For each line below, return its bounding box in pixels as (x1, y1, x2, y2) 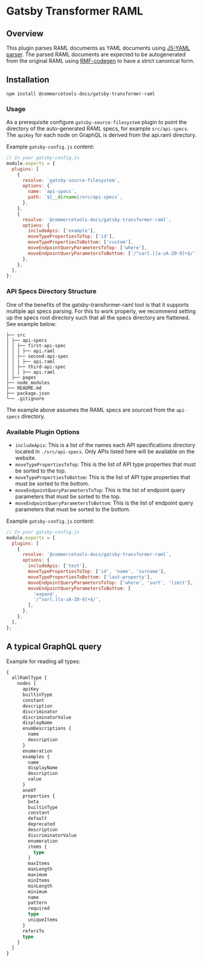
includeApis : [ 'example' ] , (28, 228, 96, 234)
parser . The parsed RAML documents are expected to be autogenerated (6, 51, 186, 58)
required (28, 906, 50, 912)
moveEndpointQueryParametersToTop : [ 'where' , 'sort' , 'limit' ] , (28, 580, 193, 586)
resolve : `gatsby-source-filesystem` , (22, 177, 120, 183)
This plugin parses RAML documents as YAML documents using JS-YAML (6, 44, 190, 51)
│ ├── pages (6, 374, 36, 381)
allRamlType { (11, 675, 47, 681)
